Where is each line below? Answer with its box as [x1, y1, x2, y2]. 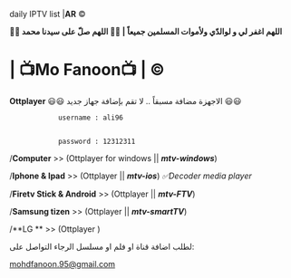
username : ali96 [57, 113, 124, 122]
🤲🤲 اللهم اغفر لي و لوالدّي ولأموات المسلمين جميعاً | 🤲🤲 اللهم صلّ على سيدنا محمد [9, 26, 283, 36]
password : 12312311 [57, 137, 136, 146]
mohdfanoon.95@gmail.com [9, 258, 116, 269]
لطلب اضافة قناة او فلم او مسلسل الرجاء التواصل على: [9, 241, 195, 252]
